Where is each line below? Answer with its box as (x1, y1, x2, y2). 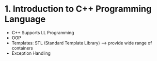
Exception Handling (11, 50, 51, 56)
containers (11, 45, 33, 51)
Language (4, 14, 46, 25)
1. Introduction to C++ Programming (4, 3, 152, 15)
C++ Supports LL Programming (11, 30, 75, 35)
